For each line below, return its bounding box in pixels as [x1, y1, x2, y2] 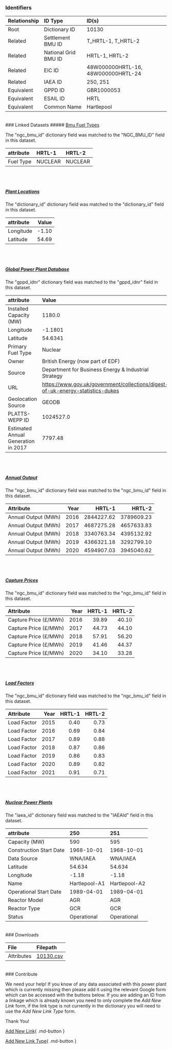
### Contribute [5, 971, 38, 977]
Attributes [8, 953, 32, 960]
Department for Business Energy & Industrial [41, 366, 149, 373]
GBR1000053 [87, 87, 121, 94]
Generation [8, 438, 35, 445]
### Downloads [5, 932, 39, 938]
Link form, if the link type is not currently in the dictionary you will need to [5, 1003, 161, 1009]
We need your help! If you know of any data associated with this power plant [5, 981, 167, 987]
